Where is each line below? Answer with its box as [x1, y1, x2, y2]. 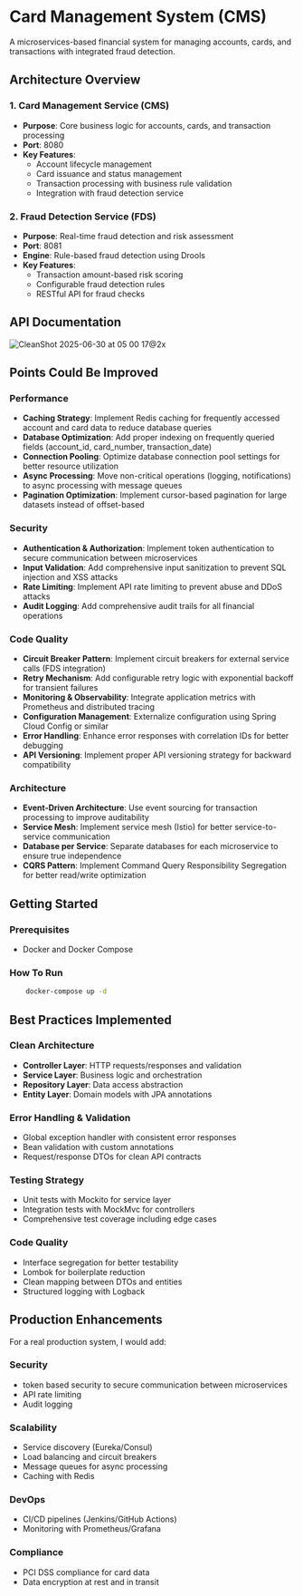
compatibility [22, 759, 71, 770]
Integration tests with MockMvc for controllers [22, 1204, 195, 1215]
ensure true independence [22, 850, 122, 862]
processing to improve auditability [22, 812, 149, 823]
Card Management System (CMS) [9, 6, 267, 27]
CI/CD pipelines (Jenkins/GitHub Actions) [22, 1514, 178, 1524]
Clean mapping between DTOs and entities [22, 1276, 183, 1287]
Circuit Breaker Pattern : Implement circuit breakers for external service [22, 653, 289, 664]
